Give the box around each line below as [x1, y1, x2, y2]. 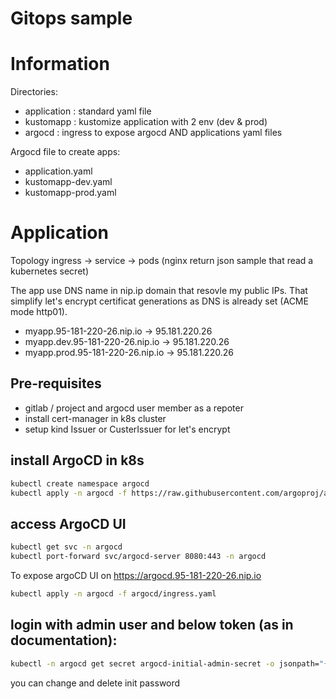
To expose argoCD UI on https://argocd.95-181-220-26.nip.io [10, 570, 262, 581]
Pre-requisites [10, 375, 102, 392]
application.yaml [24, 165, 93, 177]
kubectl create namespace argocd [10, 478, 150, 489]
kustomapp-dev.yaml [24, 176, 113, 188]
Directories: [10, 86, 58, 98]
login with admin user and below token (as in [10, 617, 294, 634]
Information [10, 53, 110, 76]
